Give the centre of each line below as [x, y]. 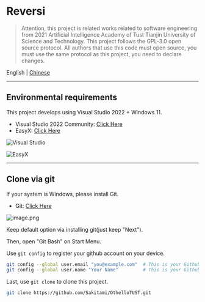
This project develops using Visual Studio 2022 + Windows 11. [84, 112]
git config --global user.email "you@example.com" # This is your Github [103, 264]
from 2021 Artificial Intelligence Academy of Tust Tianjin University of [108, 34]
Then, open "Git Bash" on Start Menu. [54, 241]
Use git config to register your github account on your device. [86, 253]
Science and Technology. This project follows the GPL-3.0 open [101, 41]
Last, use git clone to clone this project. [57, 282]
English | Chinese [28, 72]
